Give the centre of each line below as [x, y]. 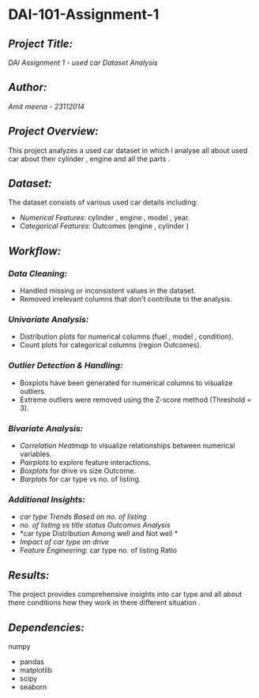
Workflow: [35, 251]
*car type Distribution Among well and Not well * [99, 534]
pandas [32, 662]
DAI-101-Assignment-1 [84, 15]
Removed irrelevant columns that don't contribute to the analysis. [126, 299]
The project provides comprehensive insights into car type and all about [125, 595]
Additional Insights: [47, 499]
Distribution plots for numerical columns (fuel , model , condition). [127, 336]
